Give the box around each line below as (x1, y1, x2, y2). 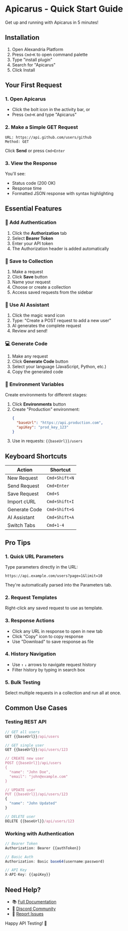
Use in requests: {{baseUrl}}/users (12, 438, 83, 444)
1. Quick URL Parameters (5, 553, 64, 560)
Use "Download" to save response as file (12, 638, 94, 644)
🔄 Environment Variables (5, 381, 64, 388)
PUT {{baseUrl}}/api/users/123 (5, 792, 68, 797)
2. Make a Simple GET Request (5, 124, 78, 131)
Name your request (12, 279, 51, 285)
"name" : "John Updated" (9, 801, 57, 806)
